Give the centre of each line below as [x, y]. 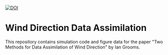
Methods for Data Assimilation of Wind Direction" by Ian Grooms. [73, 47]
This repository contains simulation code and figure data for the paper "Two [84, 41]
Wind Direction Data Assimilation [76, 28]
